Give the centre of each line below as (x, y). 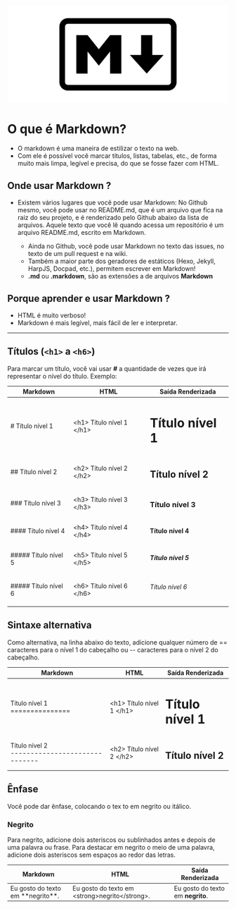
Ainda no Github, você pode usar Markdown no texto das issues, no (126, 246)
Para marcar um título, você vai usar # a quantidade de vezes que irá (107, 368)
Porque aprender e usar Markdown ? (89, 298)
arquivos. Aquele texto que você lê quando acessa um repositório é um (120, 225)
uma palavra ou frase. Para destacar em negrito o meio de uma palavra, (111, 847)
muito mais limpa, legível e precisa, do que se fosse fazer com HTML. (118, 164)
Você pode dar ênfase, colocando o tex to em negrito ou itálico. (99, 806)
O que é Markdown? (67, 129)
